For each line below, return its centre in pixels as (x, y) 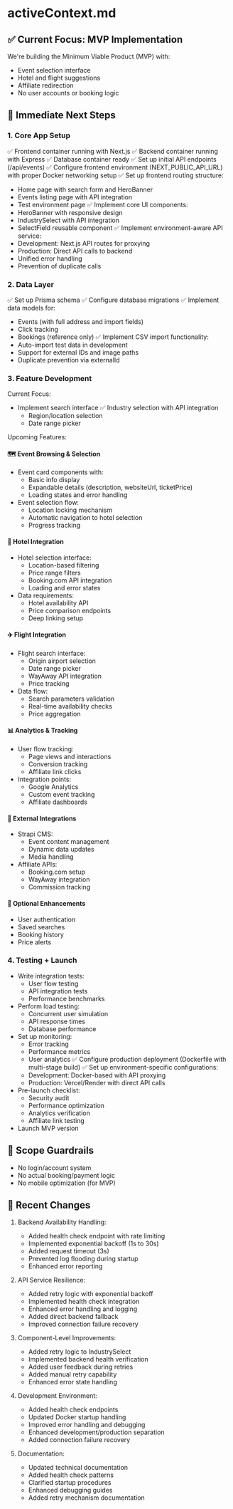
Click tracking (38, 329)
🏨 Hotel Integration (36, 542)
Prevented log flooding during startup (83, 1259)
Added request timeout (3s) (69, 1251)
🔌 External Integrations (42, 818)
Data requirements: (46, 595)
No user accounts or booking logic (68, 93)
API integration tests (58, 991)
